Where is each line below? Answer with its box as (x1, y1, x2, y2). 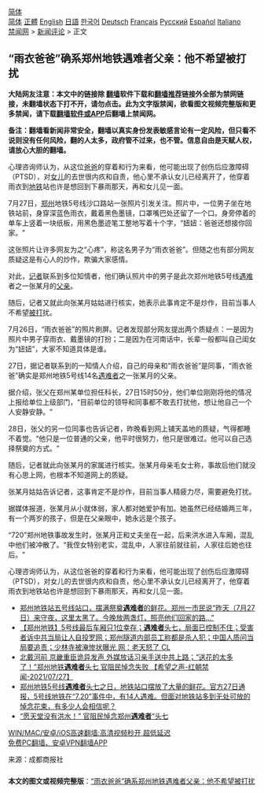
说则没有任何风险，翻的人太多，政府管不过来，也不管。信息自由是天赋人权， (8, 135, 256, 145)
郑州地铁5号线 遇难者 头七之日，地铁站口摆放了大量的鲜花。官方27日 (19, 681, 239, 691)
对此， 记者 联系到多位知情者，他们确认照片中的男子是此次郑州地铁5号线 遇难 (8, 271, 254, 280)
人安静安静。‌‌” (8, 407, 53, 417)
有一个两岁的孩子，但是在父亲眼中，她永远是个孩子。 (8, 513, 181, 523)
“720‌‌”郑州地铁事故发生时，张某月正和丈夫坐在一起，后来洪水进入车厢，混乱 (8, 530, 254, 539)
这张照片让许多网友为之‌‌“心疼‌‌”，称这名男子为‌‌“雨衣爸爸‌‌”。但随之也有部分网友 (8, 244, 255, 254)
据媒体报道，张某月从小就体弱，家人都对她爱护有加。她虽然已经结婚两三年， (8, 503, 256, 513)
